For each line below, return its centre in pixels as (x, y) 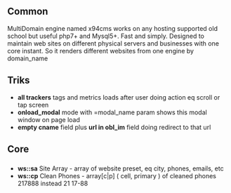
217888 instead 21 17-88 (53, 183)
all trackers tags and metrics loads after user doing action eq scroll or (119, 97)
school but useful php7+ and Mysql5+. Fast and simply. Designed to (106, 36)
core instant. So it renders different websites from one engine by (101, 51)
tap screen (33, 105)
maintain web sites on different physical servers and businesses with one (113, 43)
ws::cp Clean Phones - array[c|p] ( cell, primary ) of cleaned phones (117, 175)
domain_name (28, 58)
